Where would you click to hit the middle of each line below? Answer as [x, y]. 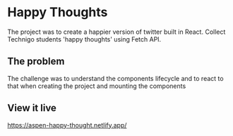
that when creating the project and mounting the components [97, 86]
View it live [32, 108]
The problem [36, 62]
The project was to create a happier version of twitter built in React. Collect [116, 32]
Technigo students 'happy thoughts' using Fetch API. [84, 39]
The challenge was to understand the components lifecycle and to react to [115, 78]
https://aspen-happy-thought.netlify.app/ [67, 125]
